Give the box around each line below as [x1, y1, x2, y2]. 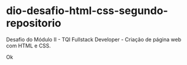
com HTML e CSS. [6, 42, 51, 49]
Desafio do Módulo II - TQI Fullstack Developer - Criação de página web [6, 36, 182, 43]
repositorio [6, 16, 61, 30]
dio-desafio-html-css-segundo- [6, 4, 168, 18]
